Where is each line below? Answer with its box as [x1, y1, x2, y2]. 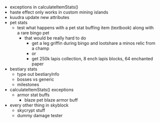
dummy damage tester [17, 113, 63, 118]
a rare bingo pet [17, 30, 50, 35]
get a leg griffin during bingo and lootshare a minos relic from [31, 40, 156, 46]
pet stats [9, 19, 28, 25]
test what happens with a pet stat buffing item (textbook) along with [17, 25, 154, 31]
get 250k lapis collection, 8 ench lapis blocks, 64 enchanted [31, 56, 153, 61]
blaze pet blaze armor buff [24, 97, 78, 103]
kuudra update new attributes [9, 15, 69, 20]
